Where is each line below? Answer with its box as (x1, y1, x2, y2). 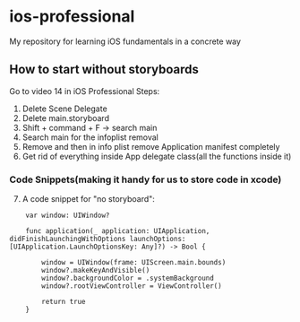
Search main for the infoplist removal (21, 132, 159, 143)
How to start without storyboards (9, 62, 200, 77)
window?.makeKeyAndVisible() (41, 266, 150, 275)
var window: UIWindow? (25, 211, 110, 221)
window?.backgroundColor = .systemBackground (41, 274, 215, 283)
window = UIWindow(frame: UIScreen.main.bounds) (41, 258, 227, 267)
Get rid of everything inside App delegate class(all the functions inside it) (21, 151, 292, 161)
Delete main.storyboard (21, 112, 110, 123)
